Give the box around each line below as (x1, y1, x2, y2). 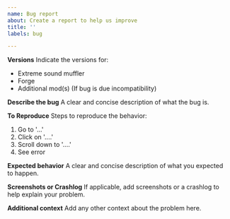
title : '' (7, 23, 37, 30)
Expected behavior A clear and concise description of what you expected (7, 162, 224, 170)
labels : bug (7, 30, 42, 37)
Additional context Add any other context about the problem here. (7, 204, 202, 213)
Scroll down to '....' (17, 141, 72, 149)
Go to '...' (17, 125, 44, 134)
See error (17, 148, 46, 156)
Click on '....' (17, 133, 54, 141)
